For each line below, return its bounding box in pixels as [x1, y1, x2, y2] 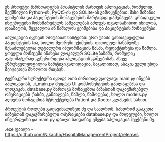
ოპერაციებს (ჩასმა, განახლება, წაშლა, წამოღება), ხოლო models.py [5, 91, 148, 97]
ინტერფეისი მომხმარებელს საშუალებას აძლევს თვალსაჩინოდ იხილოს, [5, 20, 158, 26]
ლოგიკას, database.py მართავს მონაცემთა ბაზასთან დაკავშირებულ [5, 86, 148, 92]
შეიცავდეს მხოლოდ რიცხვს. [5, 66, 65, 72]
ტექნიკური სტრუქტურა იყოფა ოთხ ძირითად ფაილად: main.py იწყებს [5, 76, 150, 81]
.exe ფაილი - [5, 126, 33, 132]
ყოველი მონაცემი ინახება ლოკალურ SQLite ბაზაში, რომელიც [5, 50, 135, 56]
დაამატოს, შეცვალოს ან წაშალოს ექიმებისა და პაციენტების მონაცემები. [5, 25, 157, 31]
